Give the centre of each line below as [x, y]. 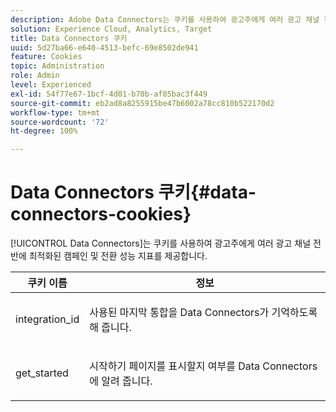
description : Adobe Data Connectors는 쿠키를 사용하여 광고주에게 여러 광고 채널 [165, 19]
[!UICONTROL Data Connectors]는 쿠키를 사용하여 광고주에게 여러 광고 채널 [161, 243]
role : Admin [35, 76]
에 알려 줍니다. [121, 381]
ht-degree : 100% [44, 131]
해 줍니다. [110, 328]
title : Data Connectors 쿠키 [69, 38]
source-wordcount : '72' [60, 122]
